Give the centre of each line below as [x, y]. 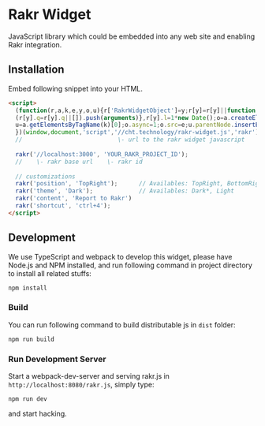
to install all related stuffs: [50, 273]
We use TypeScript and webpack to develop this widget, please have [120, 256]
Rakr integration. [35, 44]
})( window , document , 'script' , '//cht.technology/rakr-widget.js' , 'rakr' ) [137, 133]
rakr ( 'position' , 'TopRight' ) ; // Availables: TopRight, [119, 184]
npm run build [32, 339]
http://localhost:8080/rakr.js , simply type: [81, 385]
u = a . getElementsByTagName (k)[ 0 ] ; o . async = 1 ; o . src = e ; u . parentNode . [125, 125]
